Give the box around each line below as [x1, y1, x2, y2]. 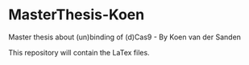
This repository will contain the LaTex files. [8, 47, 151, 57]
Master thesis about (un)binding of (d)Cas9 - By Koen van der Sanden [8, 32, 242, 42]
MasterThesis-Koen [8, 6, 145, 24]
